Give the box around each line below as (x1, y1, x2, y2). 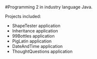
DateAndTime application (12, 44, 63, 49)
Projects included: (5, 14, 41, 19)
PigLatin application (12, 38, 52, 44)
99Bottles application (12, 33, 55, 39)
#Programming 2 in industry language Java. (5, 4, 93, 10)
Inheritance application (12, 28, 58, 33)
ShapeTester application (12, 23, 61, 29)
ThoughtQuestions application (12, 48, 73, 54)
